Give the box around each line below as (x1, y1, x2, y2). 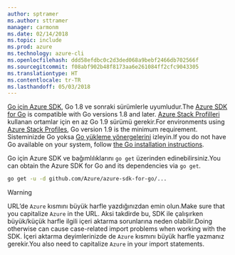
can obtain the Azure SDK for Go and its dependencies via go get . (7, 161, 202, 170)
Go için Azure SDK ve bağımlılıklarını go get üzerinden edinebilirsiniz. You (7, 154, 221, 163)
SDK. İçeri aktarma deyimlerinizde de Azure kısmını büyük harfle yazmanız (7, 232, 224, 241)
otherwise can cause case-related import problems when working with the (7, 224, 226, 233)
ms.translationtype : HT (7, 70, 78, 77)
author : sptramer (7, 10, 59, 18)
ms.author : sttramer (7, 17, 69, 24)
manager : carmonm (7, 23, 59, 31)
